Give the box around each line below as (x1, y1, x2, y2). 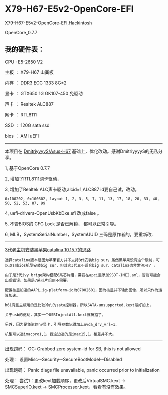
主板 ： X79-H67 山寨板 (5, 69, 54, 75)
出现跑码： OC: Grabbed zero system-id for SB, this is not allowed (5, 346, 141, 352)
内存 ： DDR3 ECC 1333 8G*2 (5, 80, 67, 86)
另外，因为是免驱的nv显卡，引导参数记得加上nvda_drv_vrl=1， (5, 322, 119, 327)
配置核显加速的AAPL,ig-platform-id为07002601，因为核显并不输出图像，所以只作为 (5, 287, 159, 293)
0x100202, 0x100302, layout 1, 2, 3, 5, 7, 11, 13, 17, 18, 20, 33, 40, (5, 196, 160, 201)
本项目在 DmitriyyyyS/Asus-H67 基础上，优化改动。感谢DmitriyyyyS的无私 (5, 148, 158, 154)
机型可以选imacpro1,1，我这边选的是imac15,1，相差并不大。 (5, 331, 116, 337)
